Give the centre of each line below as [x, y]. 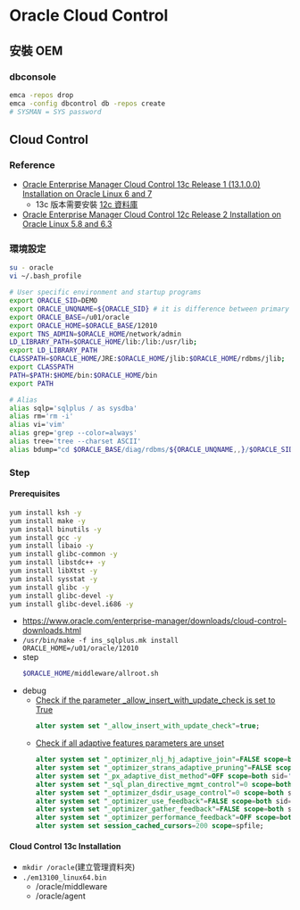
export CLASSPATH [42, 367]
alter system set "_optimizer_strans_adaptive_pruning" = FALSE [154, 768]
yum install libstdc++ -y [57, 563]
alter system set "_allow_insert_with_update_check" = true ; [148, 726]
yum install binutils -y [55, 529]
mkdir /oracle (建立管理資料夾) [79, 867]
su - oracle [31, 268]
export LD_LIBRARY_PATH [54, 351]
